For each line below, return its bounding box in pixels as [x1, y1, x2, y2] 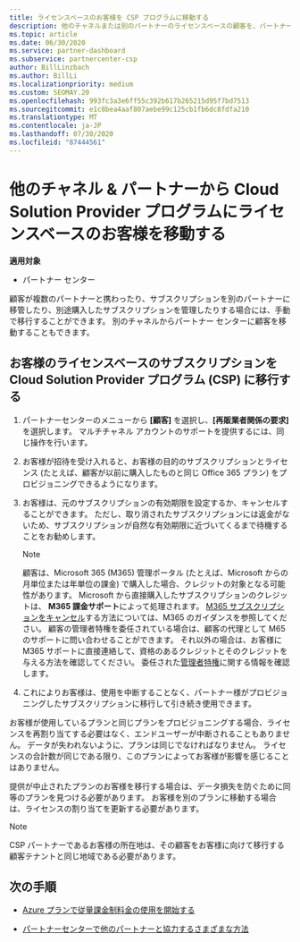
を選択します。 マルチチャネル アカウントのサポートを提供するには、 [21, 426, 277, 437]
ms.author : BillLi [9, 72, 78, 81]
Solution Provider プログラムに [9, 201, 238, 222]
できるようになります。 [77, 478, 163, 488]
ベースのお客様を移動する [38, 224, 227, 244]
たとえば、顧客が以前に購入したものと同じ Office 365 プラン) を [43, 467, 279, 478]
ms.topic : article [9, 30, 78, 38]
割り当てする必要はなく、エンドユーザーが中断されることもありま [39, 728, 283, 739]
